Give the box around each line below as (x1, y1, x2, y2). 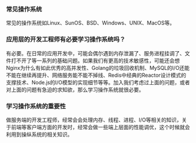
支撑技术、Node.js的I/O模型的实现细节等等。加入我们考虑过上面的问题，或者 (6, 78, 190, 85)
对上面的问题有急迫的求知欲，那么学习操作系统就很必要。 (6, 86, 144, 93)
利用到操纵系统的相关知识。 (6, 131, 73, 138)
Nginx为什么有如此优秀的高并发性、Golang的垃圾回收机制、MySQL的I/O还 (6, 64, 185, 71)
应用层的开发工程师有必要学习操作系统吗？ (6, 35, 126, 44)
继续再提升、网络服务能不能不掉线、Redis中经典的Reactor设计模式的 (21, 71, 187, 78)
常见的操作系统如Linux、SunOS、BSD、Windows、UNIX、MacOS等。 (6, 19, 175, 27)
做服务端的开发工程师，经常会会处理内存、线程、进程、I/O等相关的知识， (6, 116, 182, 123)
